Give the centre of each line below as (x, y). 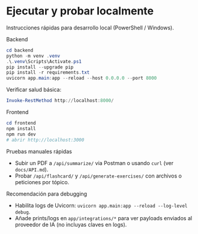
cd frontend (21, 123)
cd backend (20, 50)
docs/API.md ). (31, 169)
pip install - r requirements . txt (48, 73)
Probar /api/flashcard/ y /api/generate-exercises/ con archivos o (98, 176)
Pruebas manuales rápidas (39, 151)
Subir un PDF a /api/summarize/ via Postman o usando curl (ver (94, 163)
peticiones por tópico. (42, 182)
